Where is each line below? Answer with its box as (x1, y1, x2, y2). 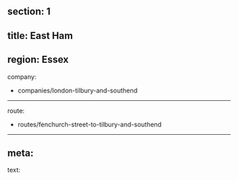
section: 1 (7, 6, 51, 18)
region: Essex (7, 54, 69, 66)
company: (7, 72, 37, 80)
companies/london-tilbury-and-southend (17, 86, 138, 95)
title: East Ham (7, 30, 73, 42)
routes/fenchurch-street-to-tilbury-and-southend (17, 120, 161, 128)
